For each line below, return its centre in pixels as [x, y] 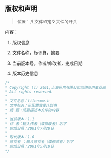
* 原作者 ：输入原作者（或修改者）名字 [39, 142]
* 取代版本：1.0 [20, 137]
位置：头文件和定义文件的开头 [47, 22]
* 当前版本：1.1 [20, 119]
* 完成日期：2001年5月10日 [30, 147]
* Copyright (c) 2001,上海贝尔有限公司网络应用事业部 [55, 87]
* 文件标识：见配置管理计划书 [31, 106]
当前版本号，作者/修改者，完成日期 [47, 63]
